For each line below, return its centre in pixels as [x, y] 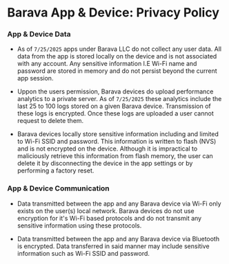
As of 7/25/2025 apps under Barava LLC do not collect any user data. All [119, 49]
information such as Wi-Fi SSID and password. [83, 253]
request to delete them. [50, 121]
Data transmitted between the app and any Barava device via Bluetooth [118, 239]
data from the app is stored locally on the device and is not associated [117, 56]
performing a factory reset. [56, 170]
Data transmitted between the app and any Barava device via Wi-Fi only [119, 203]
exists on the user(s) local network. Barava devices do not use [106, 210]
